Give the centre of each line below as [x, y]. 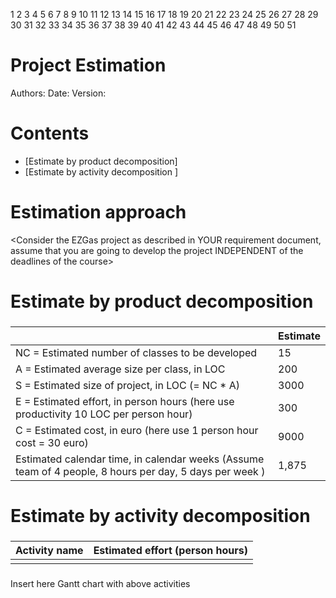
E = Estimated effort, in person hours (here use [125, 401]
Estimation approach [98, 212]
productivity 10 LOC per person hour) [104, 414]
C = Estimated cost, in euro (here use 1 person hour [137, 430]
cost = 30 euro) [52, 442]
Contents [50, 133]
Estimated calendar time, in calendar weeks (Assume [140, 459]
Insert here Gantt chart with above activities [100, 583]
